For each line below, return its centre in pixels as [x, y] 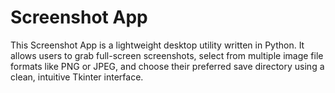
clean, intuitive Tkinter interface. [77, 77]
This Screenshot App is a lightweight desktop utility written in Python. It [157, 45]
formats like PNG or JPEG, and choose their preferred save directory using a [167, 66]
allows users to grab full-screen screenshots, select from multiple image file [167, 55]
